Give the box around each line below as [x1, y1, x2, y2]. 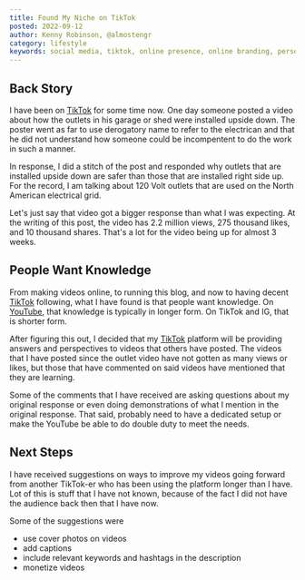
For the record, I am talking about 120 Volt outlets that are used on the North [9, 180, 295, 191]
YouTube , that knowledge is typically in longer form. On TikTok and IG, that [9, 306, 289, 317]
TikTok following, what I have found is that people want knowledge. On [9, 296, 274, 307]
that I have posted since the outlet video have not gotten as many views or [9, 352, 288, 363]
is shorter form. [9, 315, 68, 327]
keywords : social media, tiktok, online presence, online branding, [9, 47, 274, 56]
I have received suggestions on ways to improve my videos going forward [9, 468, 286, 479]
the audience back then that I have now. [9, 497, 159, 508]
